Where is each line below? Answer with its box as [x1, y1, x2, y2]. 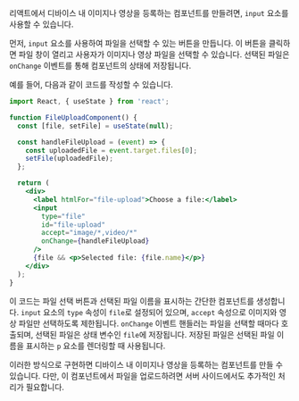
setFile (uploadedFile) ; [25, 155, 114, 163]
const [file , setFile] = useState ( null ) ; [17, 121, 174, 130]
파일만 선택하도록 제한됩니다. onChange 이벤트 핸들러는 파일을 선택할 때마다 [18, 318, 279, 329]
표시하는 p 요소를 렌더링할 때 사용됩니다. [25, 340, 166, 351]
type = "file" [41, 212, 87, 221]
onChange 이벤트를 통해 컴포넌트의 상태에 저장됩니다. [9, 61, 192, 71]
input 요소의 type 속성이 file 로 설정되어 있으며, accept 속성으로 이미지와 [21, 306, 278, 317]
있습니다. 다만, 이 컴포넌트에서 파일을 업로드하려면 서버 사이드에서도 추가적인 [9, 370, 277, 381]
